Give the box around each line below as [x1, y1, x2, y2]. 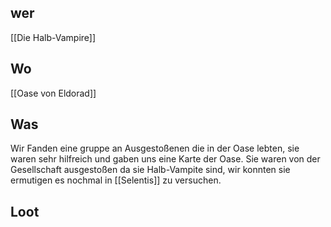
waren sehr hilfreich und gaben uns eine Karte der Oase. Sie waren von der [10, 153, 321, 165]
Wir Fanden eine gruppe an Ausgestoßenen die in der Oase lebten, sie [10, 142, 300, 155]
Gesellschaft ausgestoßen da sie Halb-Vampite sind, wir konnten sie [10, 164, 291, 176]
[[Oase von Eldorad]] [10, 87, 97, 99]
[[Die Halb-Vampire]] [10, 31, 97, 43]
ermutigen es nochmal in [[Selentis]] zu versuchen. [10, 174, 222, 186]
